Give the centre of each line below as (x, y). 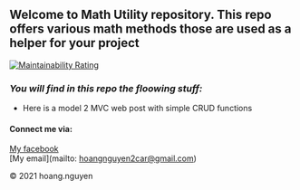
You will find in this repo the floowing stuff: (106, 88)
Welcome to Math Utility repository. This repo (140, 15)
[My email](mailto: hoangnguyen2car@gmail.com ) (103, 158)
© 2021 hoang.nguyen (51, 176)
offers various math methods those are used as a (150, 29)
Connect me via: (41, 128)
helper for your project (75, 43)
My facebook (34, 149)
